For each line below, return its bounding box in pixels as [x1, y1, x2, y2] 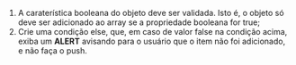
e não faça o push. [17, 45, 88, 56]
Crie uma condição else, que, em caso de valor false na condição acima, [17, 27, 288, 37]
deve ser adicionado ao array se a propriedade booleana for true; [17, 17, 261, 28]
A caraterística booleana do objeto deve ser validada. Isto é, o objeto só [17, 8, 285, 18]
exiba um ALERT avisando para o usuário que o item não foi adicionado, [17, 36, 286, 46]
